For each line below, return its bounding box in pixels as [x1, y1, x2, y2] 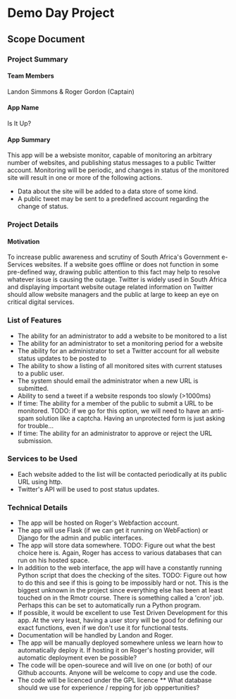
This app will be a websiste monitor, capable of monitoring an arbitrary [7, 151, 213, 159]
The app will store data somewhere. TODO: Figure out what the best [17, 541, 216, 549]
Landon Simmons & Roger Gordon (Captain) [7, 87, 135, 96]
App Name [7, 104, 39, 112]
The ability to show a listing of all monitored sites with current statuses [17, 361, 223, 370]
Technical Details [7, 502, 68, 512]
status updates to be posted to [17, 354, 107, 363]
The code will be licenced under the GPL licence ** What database [17, 676, 212, 685]
